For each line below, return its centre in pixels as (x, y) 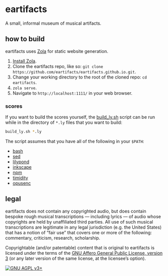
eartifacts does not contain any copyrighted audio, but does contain (76, 211)
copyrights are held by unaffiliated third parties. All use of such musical (79, 222)
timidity (20, 178)
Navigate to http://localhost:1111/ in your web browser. (72, 93)
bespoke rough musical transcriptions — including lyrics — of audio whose (83, 216)
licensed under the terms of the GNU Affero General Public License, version (84, 253)
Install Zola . (24, 61)
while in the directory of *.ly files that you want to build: (64, 122)
